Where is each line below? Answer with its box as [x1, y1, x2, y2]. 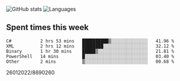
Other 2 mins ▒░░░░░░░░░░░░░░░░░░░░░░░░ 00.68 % [6, 59, 175, 65]
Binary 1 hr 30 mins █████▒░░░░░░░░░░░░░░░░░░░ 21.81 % [6, 48, 175, 54]
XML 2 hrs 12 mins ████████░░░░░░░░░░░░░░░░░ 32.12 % [6, 43, 175, 49]
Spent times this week [6, 22, 89, 32]
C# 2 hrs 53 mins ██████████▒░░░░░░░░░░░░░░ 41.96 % [6, 38, 175, 44]
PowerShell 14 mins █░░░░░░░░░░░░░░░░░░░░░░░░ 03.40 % [6, 53, 175, 59]
